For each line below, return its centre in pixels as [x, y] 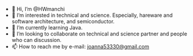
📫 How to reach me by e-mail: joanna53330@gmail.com [80, 46]
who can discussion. [36, 40]
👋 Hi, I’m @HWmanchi [38, 9]
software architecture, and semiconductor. [63, 21]
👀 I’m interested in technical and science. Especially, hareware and [92, 15]
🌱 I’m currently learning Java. [47, 27]
